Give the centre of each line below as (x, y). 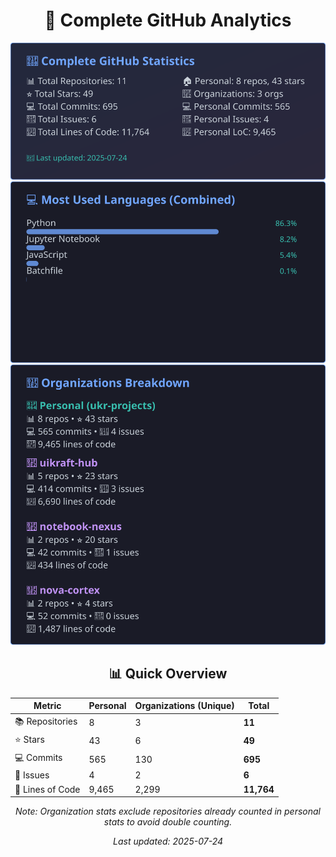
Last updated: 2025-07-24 (168, 841)
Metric (47, 706)
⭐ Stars (29, 739)
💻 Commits (38, 758)
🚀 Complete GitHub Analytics (168, 20)
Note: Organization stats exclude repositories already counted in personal (168, 811)
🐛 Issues (32, 775)
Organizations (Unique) (184, 706)
